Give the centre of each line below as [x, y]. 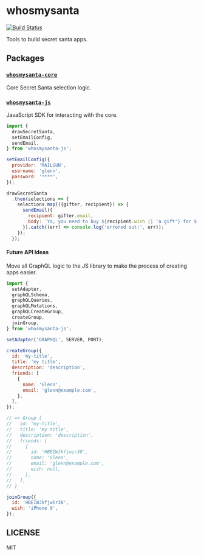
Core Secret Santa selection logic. [49, 87]
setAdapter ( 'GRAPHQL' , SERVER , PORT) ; [55, 339]
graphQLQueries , [32, 301]
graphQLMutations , [35, 306]
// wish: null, [34, 469]
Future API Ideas [28, 252]
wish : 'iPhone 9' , [35, 509]
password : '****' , [35, 176]
